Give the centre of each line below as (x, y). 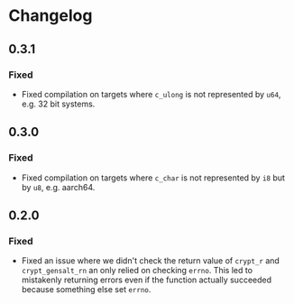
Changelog (51, 16)
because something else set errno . (86, 290)
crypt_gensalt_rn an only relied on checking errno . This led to (137, 271)
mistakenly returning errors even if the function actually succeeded (147, 280)
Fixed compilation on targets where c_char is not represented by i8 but (153, 178)
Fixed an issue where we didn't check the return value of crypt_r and (151, 261)
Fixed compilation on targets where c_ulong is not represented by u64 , (151, 94)
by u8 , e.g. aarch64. (58, 187)
